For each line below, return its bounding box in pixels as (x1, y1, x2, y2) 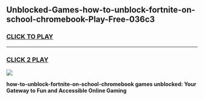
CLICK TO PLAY (6, 33, 53, 41)
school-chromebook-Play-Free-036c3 (6, 15, 155, 25)
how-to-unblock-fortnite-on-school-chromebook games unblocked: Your (6, 80, 197, 87)
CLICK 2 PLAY (6, 55, 49, 64)
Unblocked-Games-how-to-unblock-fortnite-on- (6, 5, 195, 15)
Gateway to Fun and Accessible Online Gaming (6, 87, 127, 94)
